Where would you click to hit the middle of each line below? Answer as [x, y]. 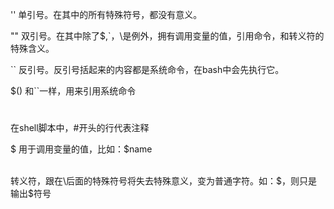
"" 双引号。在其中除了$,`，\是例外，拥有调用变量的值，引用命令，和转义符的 [167, 36]
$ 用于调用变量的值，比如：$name [81, 149]
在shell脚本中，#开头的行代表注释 [80, 128]
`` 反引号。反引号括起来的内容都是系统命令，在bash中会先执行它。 [147, 69]
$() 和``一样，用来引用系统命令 [73, 91]
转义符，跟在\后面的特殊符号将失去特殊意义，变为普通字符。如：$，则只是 [164, 181]
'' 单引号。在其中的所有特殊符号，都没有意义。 [106, 14]
